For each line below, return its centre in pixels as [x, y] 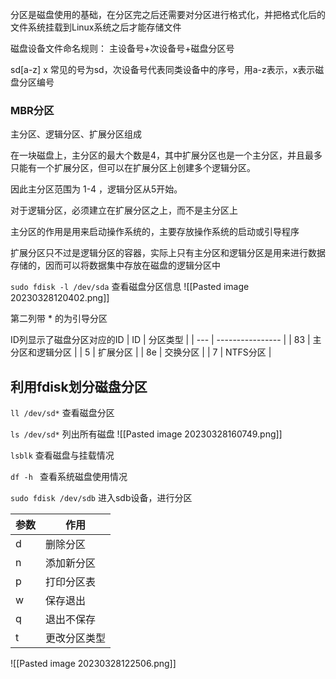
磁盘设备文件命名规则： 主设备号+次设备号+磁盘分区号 [122, 48]
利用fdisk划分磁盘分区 [79, 386]
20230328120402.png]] [60, 298]
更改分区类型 [76, 638]
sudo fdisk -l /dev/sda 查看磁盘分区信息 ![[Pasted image [130, 287]
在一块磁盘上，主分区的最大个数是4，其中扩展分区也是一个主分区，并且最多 [166, 155]
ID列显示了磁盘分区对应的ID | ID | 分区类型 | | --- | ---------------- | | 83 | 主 [166, 340]
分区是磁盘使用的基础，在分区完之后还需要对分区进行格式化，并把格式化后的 [168, 14]
